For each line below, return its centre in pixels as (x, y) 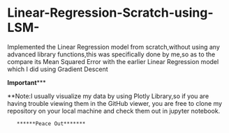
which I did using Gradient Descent (58, 69)
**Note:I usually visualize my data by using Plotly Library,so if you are (108, 96)
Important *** (27, 82)
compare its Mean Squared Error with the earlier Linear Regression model (113, 61)
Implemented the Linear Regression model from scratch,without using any (113, 47)
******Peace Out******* (51, 123)
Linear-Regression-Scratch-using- (110, 13)
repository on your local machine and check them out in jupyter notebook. (114, 111)
